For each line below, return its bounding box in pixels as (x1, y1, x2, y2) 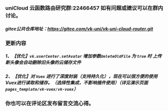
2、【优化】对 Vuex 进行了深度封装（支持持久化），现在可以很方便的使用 (5, 73, 158, 79)
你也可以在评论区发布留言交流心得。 (5, 100, 94, 107)
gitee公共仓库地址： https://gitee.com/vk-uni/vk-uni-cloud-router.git (5, 25, 154, 31)
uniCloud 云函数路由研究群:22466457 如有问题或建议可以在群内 (5, 4, 163, 11)
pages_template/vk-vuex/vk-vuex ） (5, 86, 78, 92)
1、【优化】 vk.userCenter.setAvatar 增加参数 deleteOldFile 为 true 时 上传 (5, 53, 162, 59)
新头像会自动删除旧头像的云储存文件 (5, 59, 81, 65)
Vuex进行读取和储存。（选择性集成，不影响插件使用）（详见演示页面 (5, 80, 149, 86)
